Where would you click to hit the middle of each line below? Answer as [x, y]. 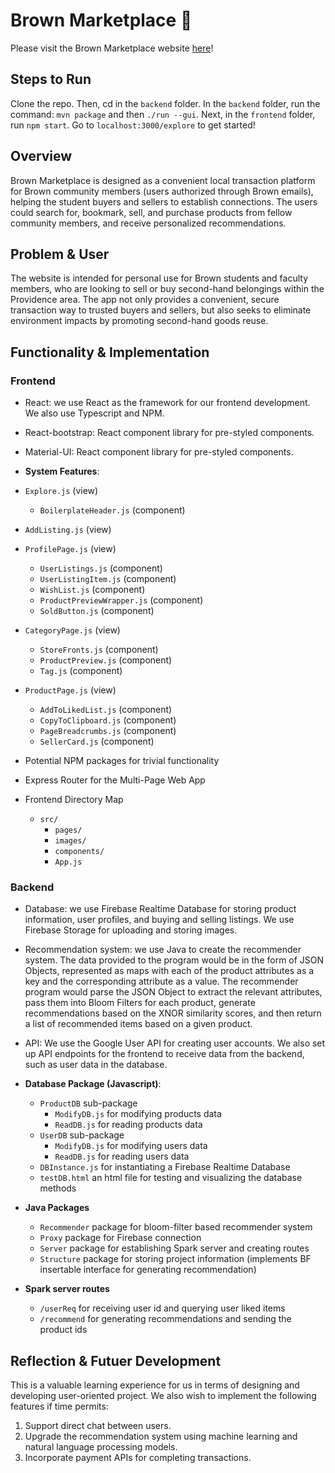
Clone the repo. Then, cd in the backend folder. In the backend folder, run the [165, 103]
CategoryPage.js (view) [72, 630]
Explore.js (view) [61, 491]
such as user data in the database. [96, 1065]
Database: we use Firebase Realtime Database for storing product [160, 909]
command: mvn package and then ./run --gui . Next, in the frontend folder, [163, 114]
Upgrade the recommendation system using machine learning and [161, 1436]
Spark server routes [67, 1289]
